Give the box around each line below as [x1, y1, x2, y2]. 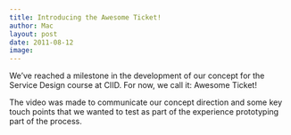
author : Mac [9, 21, 54, 30]
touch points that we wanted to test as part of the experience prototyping [9, 107, 279, 117]
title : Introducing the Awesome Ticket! [9, 12, 162, 22]
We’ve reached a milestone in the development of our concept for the [9, 70, 265, 81]
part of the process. [9, 116, 83, 127]
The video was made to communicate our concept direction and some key [9, 97, 283, 107]
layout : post [9, 29, 58, 38]
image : [9, 46, 34, 55]
